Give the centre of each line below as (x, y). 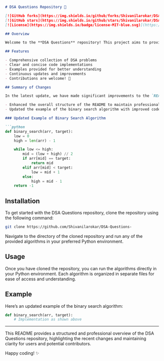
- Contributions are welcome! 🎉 (38, 78)
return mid (42, 163)
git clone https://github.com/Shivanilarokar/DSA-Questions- (69, 227)
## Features (17, 51)
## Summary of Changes (28, 87)
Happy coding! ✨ (22, 353)
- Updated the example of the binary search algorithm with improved (77, 109)
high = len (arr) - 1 (35, 141)
